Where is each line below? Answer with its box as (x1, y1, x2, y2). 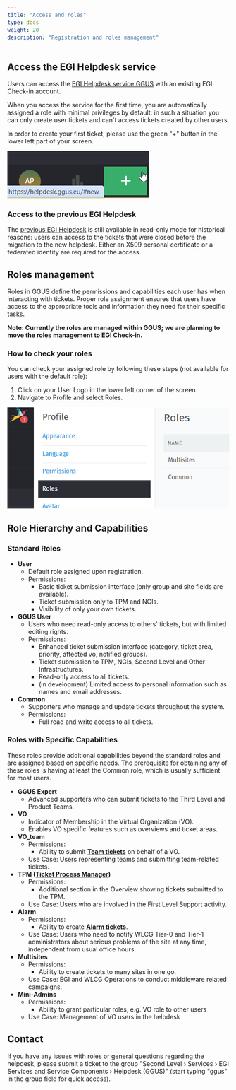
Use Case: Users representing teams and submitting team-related (27, 855, 220, 863)
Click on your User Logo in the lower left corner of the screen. (17, 386, 198, 394)
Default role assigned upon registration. (27, 567, 143, 575)
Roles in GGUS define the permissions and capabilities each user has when (7, 287, 226, 296)
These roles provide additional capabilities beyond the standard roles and (7, 751, 221, 759)
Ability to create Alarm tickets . (38, 922, 128, 931)
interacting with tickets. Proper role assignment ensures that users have (7, 295, 216, 303)
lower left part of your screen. (7, 137, 94, 146)
